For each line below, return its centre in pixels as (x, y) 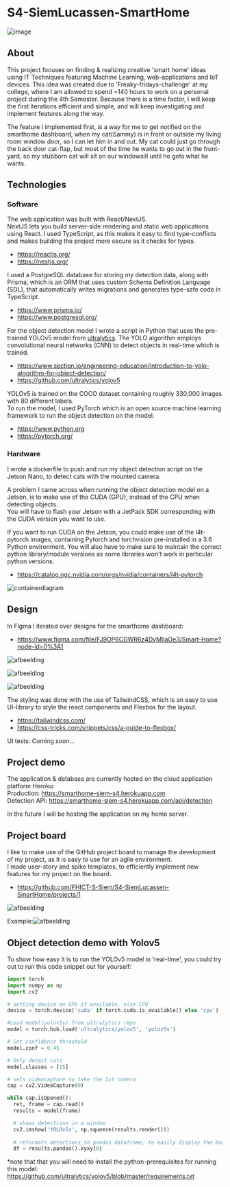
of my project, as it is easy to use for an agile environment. (90, 860)
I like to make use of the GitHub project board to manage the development (112, 852)
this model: (23, 1169)
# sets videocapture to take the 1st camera (72, 1079)
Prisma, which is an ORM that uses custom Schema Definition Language (109, 282)
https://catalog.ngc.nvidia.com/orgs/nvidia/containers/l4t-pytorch (110, 574)
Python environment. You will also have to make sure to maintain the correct (114, 546)
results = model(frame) (47, 1111)
